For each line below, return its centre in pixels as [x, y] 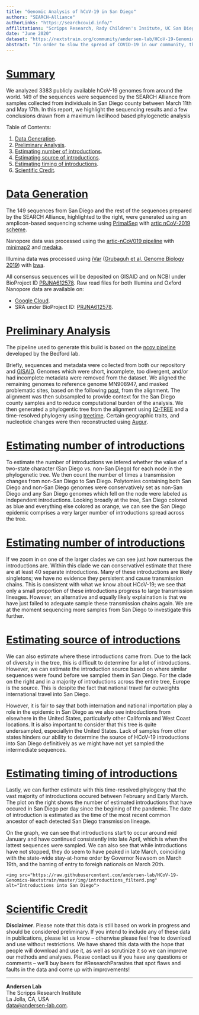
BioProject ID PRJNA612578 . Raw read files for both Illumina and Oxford [94, 283]
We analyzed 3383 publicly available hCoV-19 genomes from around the [94, 90]
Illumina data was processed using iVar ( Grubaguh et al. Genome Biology [95, 258]
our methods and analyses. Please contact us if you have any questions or [97, 957]
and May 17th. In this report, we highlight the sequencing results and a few [97, 109]
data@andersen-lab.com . [37, 1006]
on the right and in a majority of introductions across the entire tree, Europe [98, 681]
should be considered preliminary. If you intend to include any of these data [98, 932]
